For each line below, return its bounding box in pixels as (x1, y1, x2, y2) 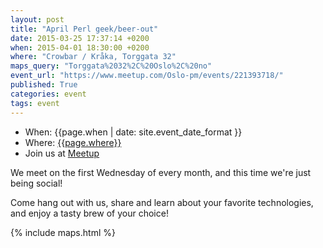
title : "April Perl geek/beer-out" (10, 24, 159, 34)
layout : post (10, 14, 65, 25)
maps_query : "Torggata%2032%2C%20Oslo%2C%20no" (10, 61, 213, 71)
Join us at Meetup (24, 147, 100, 159)
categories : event (10, 89, 87, 99)
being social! (10, 177, 63, 189)
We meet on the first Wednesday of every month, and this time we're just (10, 166, 312, 178)
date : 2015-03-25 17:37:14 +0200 (10, 33, 150, 43)
